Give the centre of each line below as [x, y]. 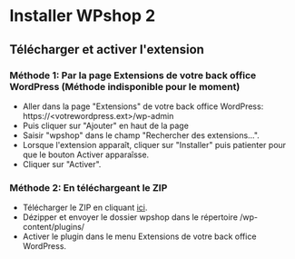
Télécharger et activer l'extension [107, 50]
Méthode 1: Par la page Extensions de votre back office [133, 75]
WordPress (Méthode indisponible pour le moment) [125, 86]
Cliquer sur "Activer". [62, 164]
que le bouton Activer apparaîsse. [86, 154]
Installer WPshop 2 [83, 16]
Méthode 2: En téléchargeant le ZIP [88, 187]
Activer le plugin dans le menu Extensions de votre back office [139, 236]
